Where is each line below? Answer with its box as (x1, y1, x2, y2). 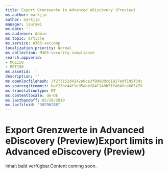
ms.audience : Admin (5, 31, 47, 36)
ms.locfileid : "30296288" (5, 103, 60, 108)
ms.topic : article (5, 36, 44, 41)
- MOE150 (5, 60, 24, 65)
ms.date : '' (5, 27, 31, 32)
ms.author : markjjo (5, 12, 47, 17)
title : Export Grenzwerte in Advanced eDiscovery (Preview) (5, 7, 136, 13)
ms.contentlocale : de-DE (5, 93, 58, 98)
